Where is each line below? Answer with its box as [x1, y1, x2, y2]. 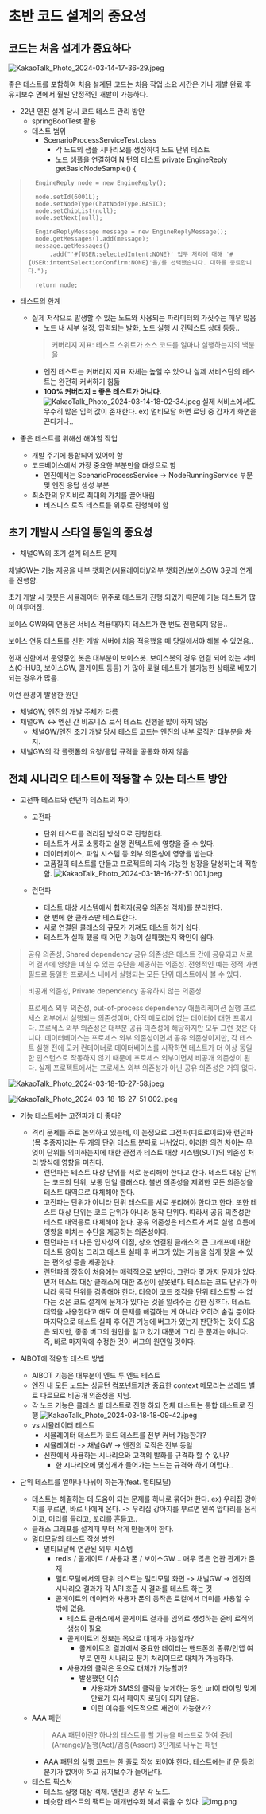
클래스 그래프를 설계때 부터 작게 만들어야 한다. [31, 1523, 174, 1534]
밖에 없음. [55, 1603, 86, 1613]
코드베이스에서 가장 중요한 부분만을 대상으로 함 [31, 460, 176, 470]
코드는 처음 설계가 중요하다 [8, 41, 131, 55]
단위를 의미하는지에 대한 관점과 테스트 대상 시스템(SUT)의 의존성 [46, 1147, 246, 1157]
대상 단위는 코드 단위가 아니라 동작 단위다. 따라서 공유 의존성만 [58, 1207, 252, 1217]
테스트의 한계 [19, 296, 61, 305]
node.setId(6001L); [35, 193, 99, 201]
